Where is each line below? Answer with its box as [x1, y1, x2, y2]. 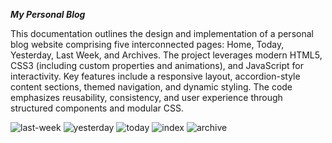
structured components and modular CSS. [10, 102, 185, 114]
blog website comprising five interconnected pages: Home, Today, [10, 39, 285, 50]
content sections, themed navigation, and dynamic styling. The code [10, 81, 293, 93]
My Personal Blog [10, 9, 86, 20]
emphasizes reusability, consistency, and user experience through [10, 92, 283, 103]
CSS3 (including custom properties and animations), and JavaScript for [10, 60, 305, 71]
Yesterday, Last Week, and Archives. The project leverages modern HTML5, [10, 49, 323, 61]
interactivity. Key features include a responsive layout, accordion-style [10, 70, 301, 82]
